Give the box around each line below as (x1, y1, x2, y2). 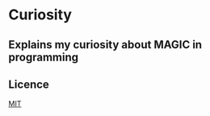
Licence (8, 77, 50, 91)
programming (8, 50, 79, 64)
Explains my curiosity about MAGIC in (8, 38, 203, 52)
